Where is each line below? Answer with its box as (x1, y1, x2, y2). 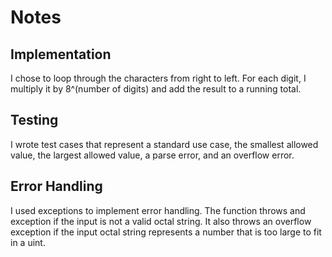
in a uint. (10, 236, 46, 248)
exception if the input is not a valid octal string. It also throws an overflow (10, 215, 312, 227)
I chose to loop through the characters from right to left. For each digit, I (10, 72, 307, 84)
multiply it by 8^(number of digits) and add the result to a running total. (10, 83, 302, 95)
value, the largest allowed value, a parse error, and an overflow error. (10, 149, 295, 161)
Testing (10, 112, 59, 129)
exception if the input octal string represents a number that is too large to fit (10, 226, 322, 238)
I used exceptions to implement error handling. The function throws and (10, 204, 306, 216)
